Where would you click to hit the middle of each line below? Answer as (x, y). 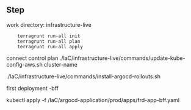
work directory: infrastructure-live (49, 24)
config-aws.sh (24, 64)
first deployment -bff (33, 88)
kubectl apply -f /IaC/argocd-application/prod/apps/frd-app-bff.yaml (93, 100)
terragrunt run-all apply (50, 46)
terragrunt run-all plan (49, 41)
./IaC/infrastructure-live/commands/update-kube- (122, 58)
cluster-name (60, 64)
